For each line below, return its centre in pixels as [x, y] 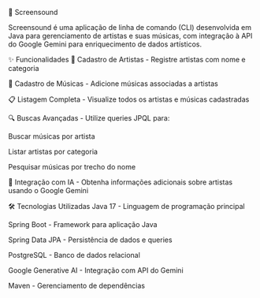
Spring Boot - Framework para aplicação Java [83, 224]
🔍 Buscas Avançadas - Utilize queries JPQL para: [89, 118]
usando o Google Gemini [48, 190]
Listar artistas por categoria [53, 151]
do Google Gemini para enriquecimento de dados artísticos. [105, 44]
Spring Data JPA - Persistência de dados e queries [90, 240]
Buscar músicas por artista [52, 136]
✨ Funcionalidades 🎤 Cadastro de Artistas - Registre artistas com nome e [127, 60]
